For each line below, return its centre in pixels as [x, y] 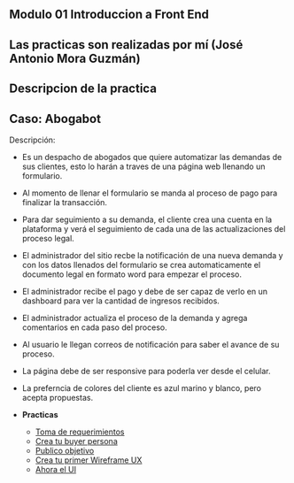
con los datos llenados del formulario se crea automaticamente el [141, 264]
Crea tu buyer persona [76, 441]
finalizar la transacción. [65, 202]
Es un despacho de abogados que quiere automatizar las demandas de [152, 157]
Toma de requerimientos [80, 432]
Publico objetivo [65, 450]
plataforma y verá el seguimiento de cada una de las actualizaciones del [154, 228]
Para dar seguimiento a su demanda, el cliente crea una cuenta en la [147, 219]
